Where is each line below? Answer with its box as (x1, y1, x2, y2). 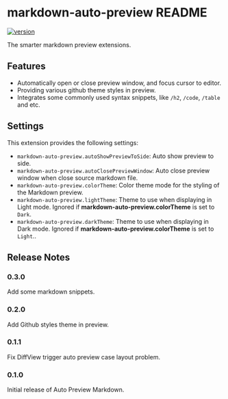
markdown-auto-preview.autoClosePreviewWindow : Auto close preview (16, 166, 210, 175)
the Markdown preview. (16, 188, 84, 196)
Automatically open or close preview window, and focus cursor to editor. (16, 79, 221, 87)
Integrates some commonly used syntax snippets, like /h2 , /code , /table (16, 93, 220, 101)
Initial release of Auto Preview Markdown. (7, 385, 125, 394)
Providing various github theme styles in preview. (16, 86, 156, 94)
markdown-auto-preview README (7, 5, 207, 21)
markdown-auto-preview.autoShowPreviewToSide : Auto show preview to (16, 152, 214, 160)
